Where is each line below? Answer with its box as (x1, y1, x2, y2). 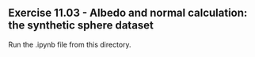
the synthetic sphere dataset (8, 19, 154, 32)
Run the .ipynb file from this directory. (8, 40, 132, 49)
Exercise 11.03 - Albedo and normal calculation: (8, 6, 248, 20)
